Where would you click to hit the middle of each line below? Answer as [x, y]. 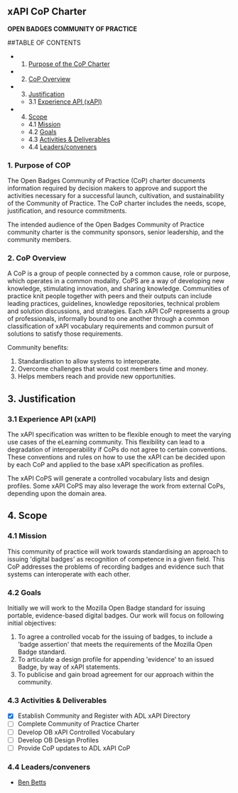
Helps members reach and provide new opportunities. [97, 376]
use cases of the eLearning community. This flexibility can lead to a [106, 442]
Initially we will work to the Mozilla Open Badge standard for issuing [106, 608]
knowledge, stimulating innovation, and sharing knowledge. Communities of [118, 289]
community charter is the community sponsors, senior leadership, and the [115, 232]
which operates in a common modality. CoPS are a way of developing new [116, 281]
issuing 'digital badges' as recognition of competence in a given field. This [116, 559]
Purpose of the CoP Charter [69, 64]
